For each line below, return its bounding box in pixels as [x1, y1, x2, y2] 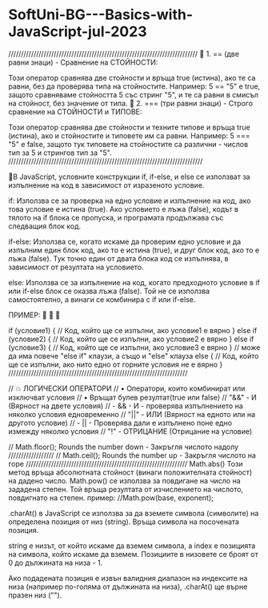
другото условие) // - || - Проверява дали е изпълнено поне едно [8, 418, 233, 427]
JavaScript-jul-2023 [8, 22, 147, 41]
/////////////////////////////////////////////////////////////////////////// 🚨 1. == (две [8, 49, 240, 58]
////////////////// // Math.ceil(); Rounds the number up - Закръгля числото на [8, 450, 256, 460]
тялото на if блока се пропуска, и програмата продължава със [8, 213, 224, 222]
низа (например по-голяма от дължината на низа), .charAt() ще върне [8, 582, 248, 591]
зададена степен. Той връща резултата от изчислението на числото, [8, 484, 244, 494]
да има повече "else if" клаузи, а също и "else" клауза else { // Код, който [8, 351, 259, 360]
